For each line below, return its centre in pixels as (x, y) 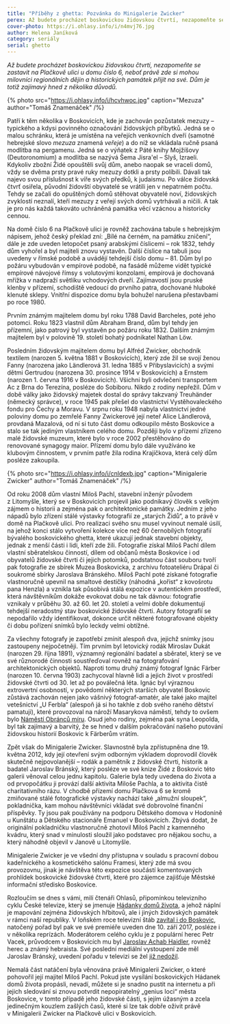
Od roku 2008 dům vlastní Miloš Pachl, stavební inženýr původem (100, 494)
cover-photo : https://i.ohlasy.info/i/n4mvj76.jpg (81, 26)
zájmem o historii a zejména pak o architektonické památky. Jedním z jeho (112, 509)
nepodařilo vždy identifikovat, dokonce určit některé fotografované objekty (113, 618)
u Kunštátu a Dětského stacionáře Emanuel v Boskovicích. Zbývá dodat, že (112, 820)
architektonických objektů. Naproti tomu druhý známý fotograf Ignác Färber (114, 668)
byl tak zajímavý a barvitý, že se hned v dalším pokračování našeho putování (115, 726)
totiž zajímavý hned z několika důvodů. (62, 87)
